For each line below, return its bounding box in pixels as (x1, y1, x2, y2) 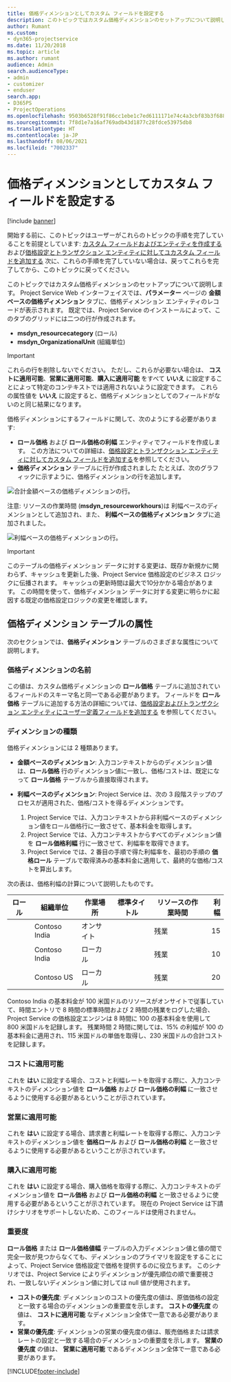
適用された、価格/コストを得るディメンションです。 (41, 799, 188, 807)
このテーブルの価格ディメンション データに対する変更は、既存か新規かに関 (7, 561, 219, 569)
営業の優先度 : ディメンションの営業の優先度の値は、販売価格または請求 (16, 1327, 219, 1336)
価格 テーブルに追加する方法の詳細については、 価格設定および (7, 700, 184, 708)
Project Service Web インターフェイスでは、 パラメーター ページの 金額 (20, 289, 221, 297)
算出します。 (39, 865, 76, 873)
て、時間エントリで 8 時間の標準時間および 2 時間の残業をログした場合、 (7, 1006, 214, 1014)
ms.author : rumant (7, 55, 60, 62)
